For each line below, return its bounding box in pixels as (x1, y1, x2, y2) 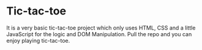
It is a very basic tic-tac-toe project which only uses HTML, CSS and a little (6, 24, 196, 31)
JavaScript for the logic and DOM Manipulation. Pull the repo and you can (6, 30, 192, 37)
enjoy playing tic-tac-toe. (6, 37, 70, 44)
